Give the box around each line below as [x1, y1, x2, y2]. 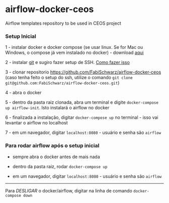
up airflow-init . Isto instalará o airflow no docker [5, 105, 110, 111]
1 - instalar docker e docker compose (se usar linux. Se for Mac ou [5, 44, 143, 50]
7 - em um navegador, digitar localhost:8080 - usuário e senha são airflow [5, 129, 161, 136]
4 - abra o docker [5, 90, 42, 96]
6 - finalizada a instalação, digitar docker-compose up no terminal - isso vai [5, 114, 158, 120]
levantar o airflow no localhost [5, 120, 68, 126]
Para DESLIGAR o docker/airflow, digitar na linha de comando [5, 187, 132, 193]
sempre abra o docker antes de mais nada [12, 154, 101, 160]
